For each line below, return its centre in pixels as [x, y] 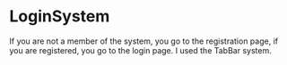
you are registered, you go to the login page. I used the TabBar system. [140, 50]
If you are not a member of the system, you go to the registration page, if [144, 41]
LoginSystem [60, 16]
